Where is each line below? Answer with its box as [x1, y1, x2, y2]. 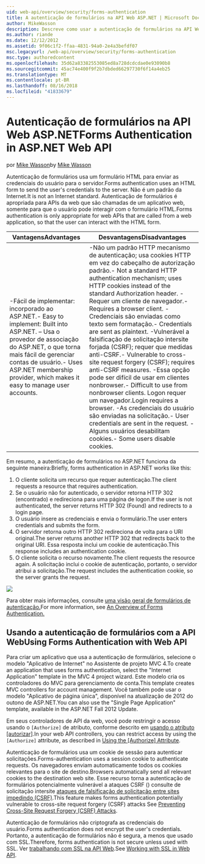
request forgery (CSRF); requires [100, 358, 195, 366]
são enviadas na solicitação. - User [88, 411, 189, 419]
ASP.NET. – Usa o [9, 327, 60, 336]
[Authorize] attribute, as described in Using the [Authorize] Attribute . [6, 736, 181, 744]
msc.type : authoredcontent [6, 54, 75, 61]
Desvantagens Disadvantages [98, 233, 187, 242]
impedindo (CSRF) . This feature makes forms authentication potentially [6, 794, 183, 801]
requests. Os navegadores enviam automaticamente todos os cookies [6, 761, 182, 769]
